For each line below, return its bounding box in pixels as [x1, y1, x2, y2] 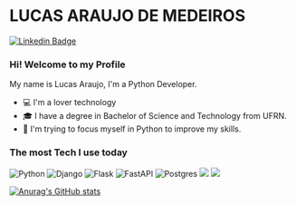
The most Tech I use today [9, 146, 129, 159]
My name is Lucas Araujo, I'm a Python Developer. [9, 79, 197, 90]
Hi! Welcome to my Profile [9, 58, 126, 71]
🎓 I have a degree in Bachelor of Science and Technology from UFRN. [22, 111, 287, 122]
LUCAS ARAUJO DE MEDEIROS [9, 5, 246, 26]
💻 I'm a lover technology [22, 97, 117, 108]
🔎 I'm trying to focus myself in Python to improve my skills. [22, 123, 242, 134]
